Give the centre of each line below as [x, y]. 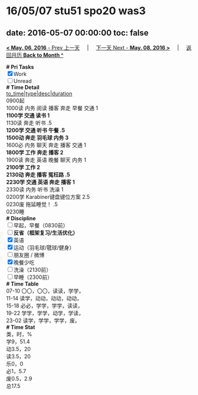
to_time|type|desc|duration [39, 94]
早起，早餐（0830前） [41, 225]
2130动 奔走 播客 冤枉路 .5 [38, 175]
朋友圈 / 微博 [29, 255]
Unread [23, 81]
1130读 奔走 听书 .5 [29, 123]
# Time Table [23, 284]
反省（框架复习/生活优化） [46, 233]
